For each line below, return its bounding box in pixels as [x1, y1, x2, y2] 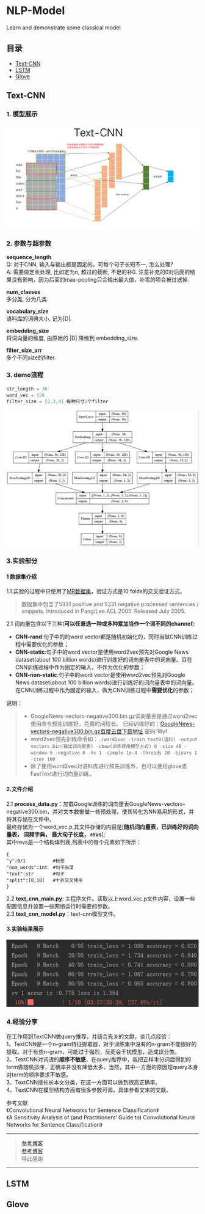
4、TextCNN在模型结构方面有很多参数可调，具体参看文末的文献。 [6, 1086, 172, 1094]
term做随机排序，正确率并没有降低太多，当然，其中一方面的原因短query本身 [6, 1063, 198, 1070]
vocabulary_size [6, 308, 49, 315]
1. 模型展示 [6, 110, 38, 119]
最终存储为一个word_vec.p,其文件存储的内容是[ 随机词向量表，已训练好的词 [6, 823, 193, 830]
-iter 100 [30, 756, 56, 762]
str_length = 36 [6, 386, 48, 392]
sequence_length [6, 254, 52, 261]
